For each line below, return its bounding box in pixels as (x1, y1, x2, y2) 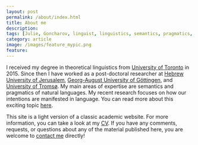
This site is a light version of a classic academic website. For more (6, 113, 168, 120)
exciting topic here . (6, 102, 54, 109)
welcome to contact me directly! (6, 132, 85, 139)
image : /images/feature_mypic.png (6, 42, 92, 48)
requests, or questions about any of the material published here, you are (6, 125, 183, 133)
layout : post (6, 8, 39, 15)
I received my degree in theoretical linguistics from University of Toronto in (6, 64, 190, 71)
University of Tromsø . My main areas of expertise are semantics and (6, 83, 174, 90)
